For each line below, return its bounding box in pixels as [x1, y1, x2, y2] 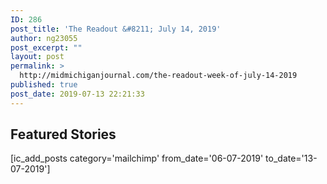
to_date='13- [265, 152, 318, 165]
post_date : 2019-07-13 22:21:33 [10, 89, 145, 99]
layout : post [10, 52, 65, 62]
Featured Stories [10, 126, 117, 143]
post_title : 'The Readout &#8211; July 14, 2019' [10, 24, 222, 34]
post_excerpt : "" [10, 42, 83, 53]
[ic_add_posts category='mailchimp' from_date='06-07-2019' [10, 152, 264, 165]
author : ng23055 [10, 33, 78, 43]
